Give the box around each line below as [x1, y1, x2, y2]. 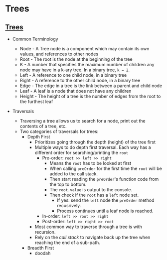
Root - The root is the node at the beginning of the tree [19, 56, 133, 62]
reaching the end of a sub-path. [34, 240, 101, 246]
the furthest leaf [19, 99, 53, 105]
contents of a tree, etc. [19, 123, 67, 129]
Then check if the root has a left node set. [49, 192, 139, 198]
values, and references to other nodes [19, 51, 99, 57]
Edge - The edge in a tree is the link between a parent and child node [19, 83, 163, 89]
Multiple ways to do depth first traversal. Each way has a [34, 144, 151, 150]
